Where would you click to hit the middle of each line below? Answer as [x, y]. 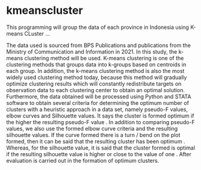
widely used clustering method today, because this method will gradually [97, 77]
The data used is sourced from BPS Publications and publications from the [99, 45]
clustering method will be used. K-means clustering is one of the [104, 58]
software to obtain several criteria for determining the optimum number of [98, 102]
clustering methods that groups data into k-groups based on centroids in [96, 65]
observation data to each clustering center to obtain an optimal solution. [96, 90]
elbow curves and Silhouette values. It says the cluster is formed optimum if [100, 116]
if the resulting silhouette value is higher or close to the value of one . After [99, 154]
